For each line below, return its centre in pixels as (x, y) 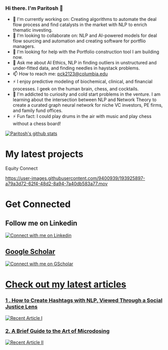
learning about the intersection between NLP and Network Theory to (85, 100)
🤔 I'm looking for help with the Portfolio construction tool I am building (86, 52)
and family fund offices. (37, 111)
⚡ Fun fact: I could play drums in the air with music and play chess (82, 116)
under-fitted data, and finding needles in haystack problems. (76, 68)
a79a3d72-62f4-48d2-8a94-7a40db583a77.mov (57, 184)
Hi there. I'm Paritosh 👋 (34, 8)
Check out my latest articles (66, 284)
